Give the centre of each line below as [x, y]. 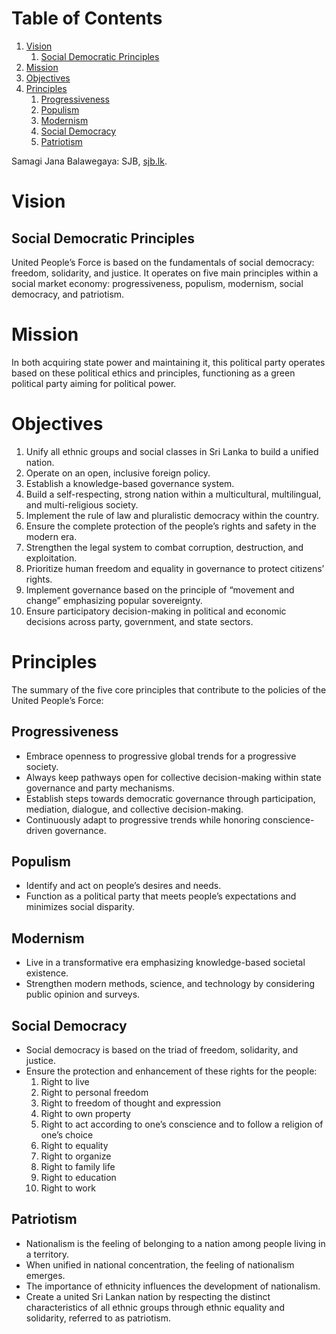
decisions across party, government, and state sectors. [139, 621]
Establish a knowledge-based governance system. [130, 483]
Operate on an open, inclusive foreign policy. [118, 473]
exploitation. [51, 558]
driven [39, 830]
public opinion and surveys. [83, 994]
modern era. [51, 536]
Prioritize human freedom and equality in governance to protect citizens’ [175, 568]
